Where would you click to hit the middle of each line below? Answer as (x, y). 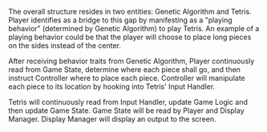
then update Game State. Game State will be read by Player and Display (126, 110)
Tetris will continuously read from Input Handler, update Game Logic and (128, 102)
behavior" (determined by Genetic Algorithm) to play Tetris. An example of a (134, 28)
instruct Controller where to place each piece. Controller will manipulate (127, 78)
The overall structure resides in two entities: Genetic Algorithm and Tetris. (130, 12)
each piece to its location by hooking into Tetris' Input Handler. (111, 86)
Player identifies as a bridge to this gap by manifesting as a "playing (120, 20)
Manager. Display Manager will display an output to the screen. (112, 119)
